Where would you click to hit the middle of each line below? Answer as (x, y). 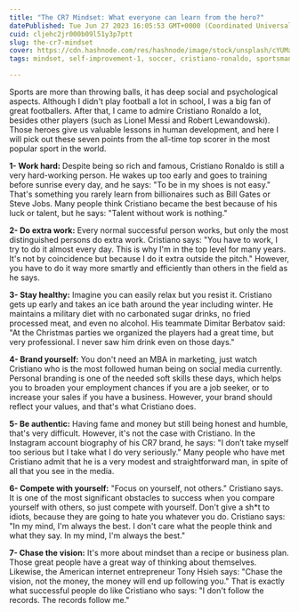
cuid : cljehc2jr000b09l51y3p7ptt (71, 34)
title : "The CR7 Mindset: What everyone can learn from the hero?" (137, 17)
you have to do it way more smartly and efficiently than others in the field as (149, 268)
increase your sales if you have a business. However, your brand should (141, 397)
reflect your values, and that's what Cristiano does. (103, 407)
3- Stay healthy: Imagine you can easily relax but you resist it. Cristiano (141, 295)
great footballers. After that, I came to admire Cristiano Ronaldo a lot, (135, 111)
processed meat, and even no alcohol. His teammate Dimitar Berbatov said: (147, 323)
